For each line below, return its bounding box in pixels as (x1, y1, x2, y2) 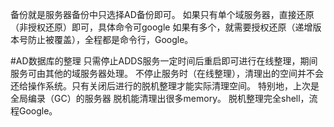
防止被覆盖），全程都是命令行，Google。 (27, 34, 194, 45)
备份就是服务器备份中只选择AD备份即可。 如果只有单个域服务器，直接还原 (10, 9, 315, 20)
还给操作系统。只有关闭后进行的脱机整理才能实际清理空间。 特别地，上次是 (10, 80, 320, 92)
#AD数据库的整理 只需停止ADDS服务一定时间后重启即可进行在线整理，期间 (10, 55, 318, 67)
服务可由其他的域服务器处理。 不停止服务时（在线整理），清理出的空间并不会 (10, 68, 324, 79)
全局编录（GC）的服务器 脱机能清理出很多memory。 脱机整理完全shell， (10, 93, 310, 104)
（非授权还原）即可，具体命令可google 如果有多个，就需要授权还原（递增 (10, 21, 313, 33)
